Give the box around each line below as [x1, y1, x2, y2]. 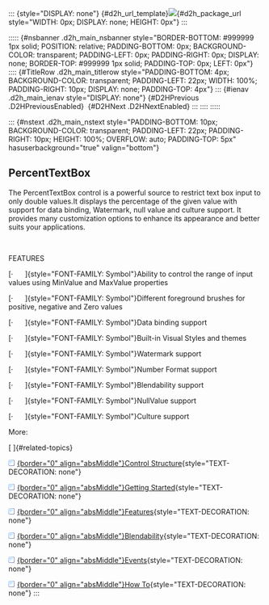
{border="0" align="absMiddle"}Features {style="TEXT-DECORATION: [17, 506, 250, 516]
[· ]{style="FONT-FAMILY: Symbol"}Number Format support [8, 364, 217, 374]
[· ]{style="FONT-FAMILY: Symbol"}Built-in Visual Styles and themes [8, 333, 247, 342]
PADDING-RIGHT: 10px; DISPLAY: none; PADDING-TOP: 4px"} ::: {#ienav [8, 85, 249, 94]
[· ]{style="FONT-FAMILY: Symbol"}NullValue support [8, 396, 196, 405]
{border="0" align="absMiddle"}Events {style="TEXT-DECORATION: [17, 555, 243, 565]
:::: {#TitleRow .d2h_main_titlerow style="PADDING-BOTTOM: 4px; [8, 67, 230, 77]
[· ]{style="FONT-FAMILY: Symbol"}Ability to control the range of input [8, 269, 253, 279]
